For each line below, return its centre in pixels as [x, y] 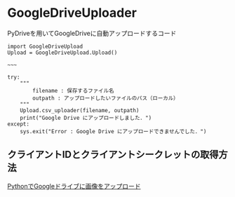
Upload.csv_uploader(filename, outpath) [80, 110]
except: [19, 124]
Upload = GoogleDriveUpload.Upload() [62, 53]
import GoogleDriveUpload [45, 46]
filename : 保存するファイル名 [73, 90]
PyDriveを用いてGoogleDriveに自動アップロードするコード [92, 33]
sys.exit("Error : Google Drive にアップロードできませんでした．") [113, 131]
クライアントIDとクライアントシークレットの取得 [113, 155]
